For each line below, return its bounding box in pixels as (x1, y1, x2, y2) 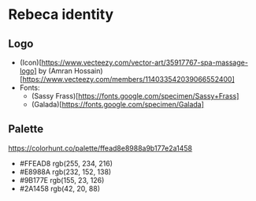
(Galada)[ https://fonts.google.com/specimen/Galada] (31, 100, 205, 109)
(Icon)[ (19, 58, 42, 67)
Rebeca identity (8, 6, 114, 24)
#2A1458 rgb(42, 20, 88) (19, 184, 101, 193)
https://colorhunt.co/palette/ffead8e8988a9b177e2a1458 (8, 143, 193, 153)
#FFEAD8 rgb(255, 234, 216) (19, 158, 113, 168)
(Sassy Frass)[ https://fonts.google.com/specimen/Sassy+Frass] (31, 91, 239, 100)
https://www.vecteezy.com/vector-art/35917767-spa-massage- (41, 58, 248, 67)
